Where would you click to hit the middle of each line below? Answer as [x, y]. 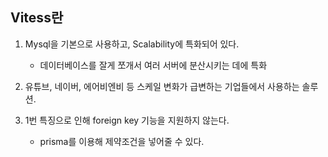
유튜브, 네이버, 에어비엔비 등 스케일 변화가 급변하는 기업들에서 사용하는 [162, 86]
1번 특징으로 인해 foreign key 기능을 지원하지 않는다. [127, 120]
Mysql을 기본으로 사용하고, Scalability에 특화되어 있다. [132, 44]
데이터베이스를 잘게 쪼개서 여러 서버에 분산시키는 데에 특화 [153, 65]
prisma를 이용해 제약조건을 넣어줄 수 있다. [122, 141]
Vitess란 [37, 18]
